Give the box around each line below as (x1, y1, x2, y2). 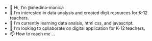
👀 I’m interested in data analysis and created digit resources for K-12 (9, 10, 148, 16)
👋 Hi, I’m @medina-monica (9, 5, 64, 10)
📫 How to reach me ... (9, 31, 55, 37)
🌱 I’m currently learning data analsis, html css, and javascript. (9, 20, 134, 26)
